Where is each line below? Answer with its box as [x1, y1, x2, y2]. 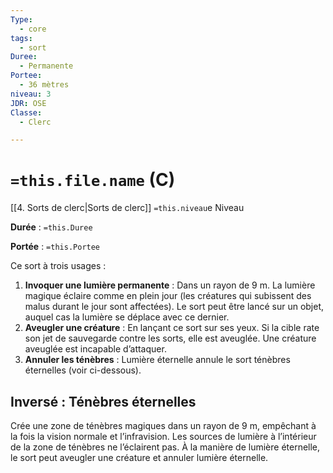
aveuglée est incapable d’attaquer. [24, 343, 167, 355]
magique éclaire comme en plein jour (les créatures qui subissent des [24, 290, 312, 302]
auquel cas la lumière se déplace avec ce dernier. [24, 311, 230, 323]
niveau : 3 [10, 89, 52, 99]
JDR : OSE [10, 98, 47, 108]
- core [19, 24, 47, 34]
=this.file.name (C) [10, 169, 176, 191]
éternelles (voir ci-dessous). [24, 364, 142, 376]
